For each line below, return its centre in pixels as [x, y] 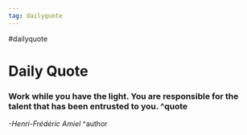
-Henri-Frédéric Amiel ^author [58, 124]
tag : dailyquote [35, 16]
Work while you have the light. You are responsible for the [123, 96]
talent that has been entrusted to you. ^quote [98, 106]
